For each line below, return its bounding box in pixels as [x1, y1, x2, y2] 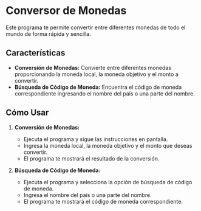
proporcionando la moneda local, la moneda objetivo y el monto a [14, 71, 179, 78]
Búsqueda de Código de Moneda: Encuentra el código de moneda [14, 83, 182, 91]
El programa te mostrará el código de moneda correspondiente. [23, 198, 183, 205]
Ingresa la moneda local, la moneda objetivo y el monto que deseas [23, 142, 192, 149]
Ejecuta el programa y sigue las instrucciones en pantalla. [23, 135, 168, 143]
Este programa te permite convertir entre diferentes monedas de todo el [5, 24, 186, 31]
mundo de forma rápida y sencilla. [5, 30, 92, 37]
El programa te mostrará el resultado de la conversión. [23, 154, 160, 162]
